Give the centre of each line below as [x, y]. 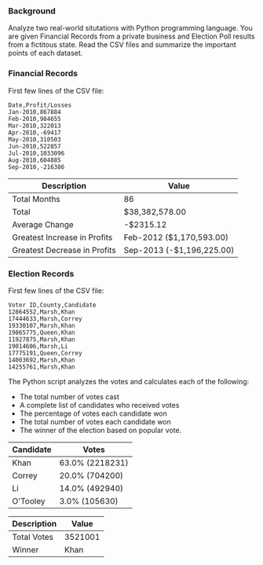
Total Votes [33, 537]
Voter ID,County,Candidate [52, 305]
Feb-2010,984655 [35, 119]
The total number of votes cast [69, 396]
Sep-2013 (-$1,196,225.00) [179, 250]
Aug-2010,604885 [35, 160]
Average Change [43, 224]
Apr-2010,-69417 [35, 132]
